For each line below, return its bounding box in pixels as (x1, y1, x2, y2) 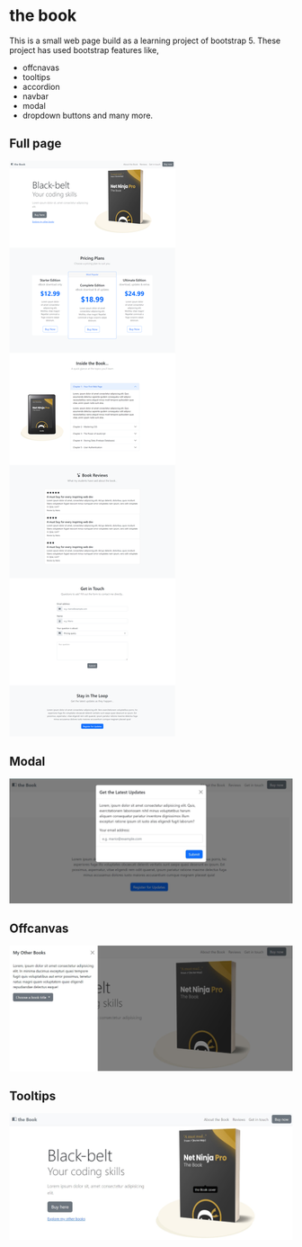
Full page (9, 136, 62, 151)
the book (9, 5, 77, 26)
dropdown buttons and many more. (22, 110, 154, 121)
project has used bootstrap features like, (9, 44, 159, 55)
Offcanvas (9, 921, 69, 937)
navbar (22, 91, 49, 102)
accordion (22, 81, 60, 92)
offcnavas (22, 62, 60, 73)
